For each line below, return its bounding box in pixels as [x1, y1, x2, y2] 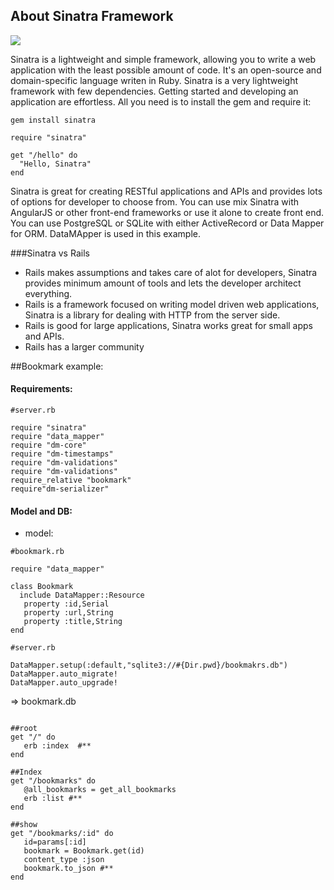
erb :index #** [23, 741, 92, 751]
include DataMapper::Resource [19, 590, 145, 601]
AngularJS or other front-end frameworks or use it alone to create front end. [10, 206, 325, 218]
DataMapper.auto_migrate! [10, 669, 118, 679]
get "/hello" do [10, 150, 78, 160]
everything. [24, 287, 73, 299]
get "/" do [10, 732, 56, 743]
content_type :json [23, 855, 105, 865]
